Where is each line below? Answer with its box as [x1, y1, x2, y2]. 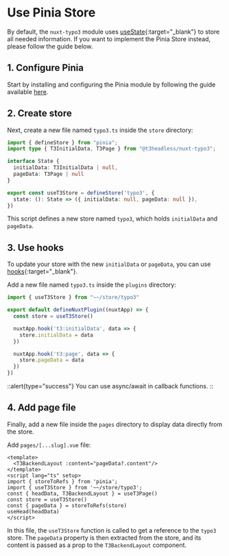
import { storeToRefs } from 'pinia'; [7, 478, 118, 485]
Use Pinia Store [7, 5, 96, 21]
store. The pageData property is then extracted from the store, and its [7, 533, 202, 542]
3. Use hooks [7, 242, 64, 254]
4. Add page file [7, 402, 77, 414]
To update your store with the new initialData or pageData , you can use [7, 260, 211, 269]
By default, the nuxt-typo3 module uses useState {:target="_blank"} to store [7, 27, 220, 36]
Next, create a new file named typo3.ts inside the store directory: [7, 126, 193, 134]
